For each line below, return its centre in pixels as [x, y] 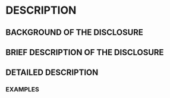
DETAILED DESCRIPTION [52, 73]
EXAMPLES [22, 90]
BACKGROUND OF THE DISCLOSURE [75, 32]
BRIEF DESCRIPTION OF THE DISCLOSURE [85, 52]
